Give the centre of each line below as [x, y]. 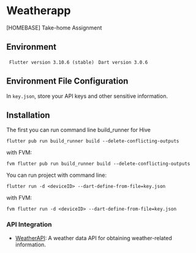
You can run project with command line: [57, 175]
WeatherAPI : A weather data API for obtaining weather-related [94, 238]
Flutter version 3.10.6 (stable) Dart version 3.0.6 [78, 62]
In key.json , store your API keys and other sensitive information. [87, 96]
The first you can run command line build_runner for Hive [79, 130]
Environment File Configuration [67, 81]
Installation [28, 115]
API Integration [29, 225]
